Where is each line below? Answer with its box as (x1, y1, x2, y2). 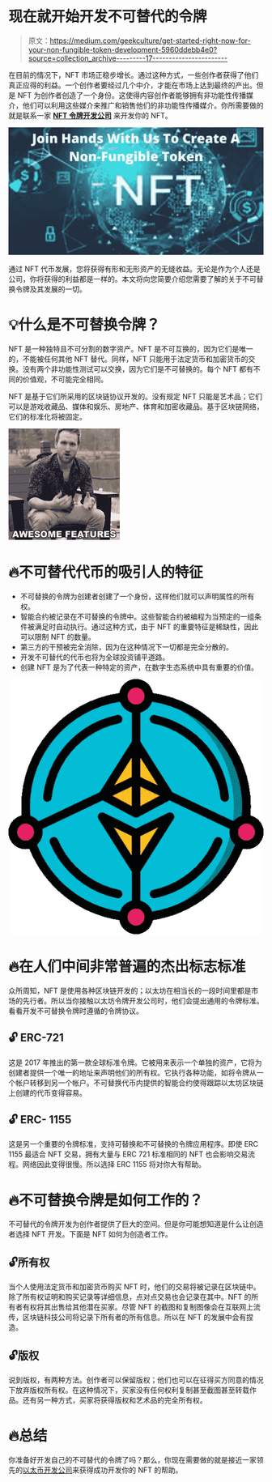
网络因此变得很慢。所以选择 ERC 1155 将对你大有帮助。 (22, 1160, 206, 1169)
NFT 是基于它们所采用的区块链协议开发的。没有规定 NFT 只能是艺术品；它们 (8, 391, 263, 401)
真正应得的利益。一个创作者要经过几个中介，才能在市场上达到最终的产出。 (8, 80, 257, 90)
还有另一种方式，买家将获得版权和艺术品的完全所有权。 (22, 1395, 207, 1405)
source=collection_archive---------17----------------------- (28, 53, 228, 63)
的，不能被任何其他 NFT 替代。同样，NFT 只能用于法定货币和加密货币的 (8, 354, 249, 364)
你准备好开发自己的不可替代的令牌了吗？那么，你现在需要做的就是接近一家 (8, 1454, 257, 1464)
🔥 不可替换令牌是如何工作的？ (8, 1191, 204, 1209)
